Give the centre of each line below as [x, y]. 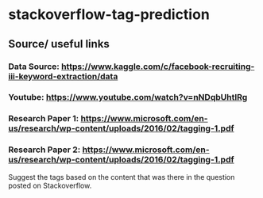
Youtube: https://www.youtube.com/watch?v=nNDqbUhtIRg [128, 97]
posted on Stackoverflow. [50, 185]
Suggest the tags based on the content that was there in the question [122, 177]
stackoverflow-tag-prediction [109, 15]
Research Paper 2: [44, 150]
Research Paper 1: [44, 119]
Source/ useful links [59, 44]
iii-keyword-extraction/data [63, 76]
